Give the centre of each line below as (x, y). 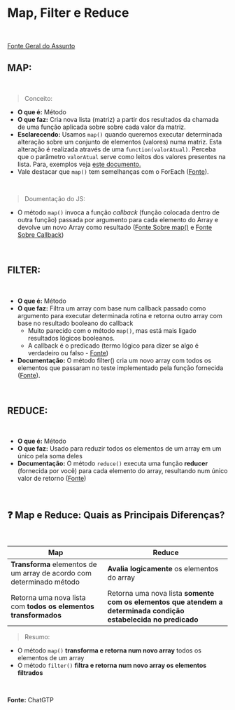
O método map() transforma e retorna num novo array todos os (109, 650)
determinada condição (146, 611)
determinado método (45, 582)
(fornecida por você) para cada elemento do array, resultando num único (122, 471)
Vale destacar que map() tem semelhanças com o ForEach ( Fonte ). (113, 171)
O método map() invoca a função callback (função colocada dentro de (119, 212)
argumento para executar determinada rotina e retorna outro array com (120, 315)
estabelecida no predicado (153, 620)
